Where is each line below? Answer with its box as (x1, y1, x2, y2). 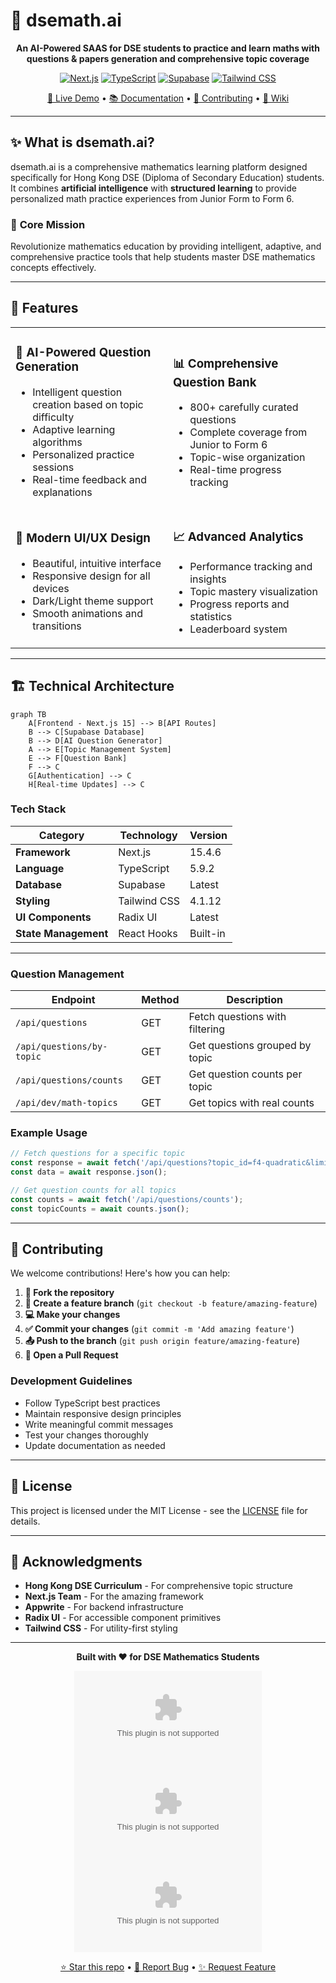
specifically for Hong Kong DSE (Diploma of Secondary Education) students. (10, 171, 325, 183)
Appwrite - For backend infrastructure (24, 1601, 184, 1613)
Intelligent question (32, 385, 123, 399)
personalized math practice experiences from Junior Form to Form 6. (10, 192, 295, 204)
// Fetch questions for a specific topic (10, 1149, 186, 1159)
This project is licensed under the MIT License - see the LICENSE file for (10, 1504, 308, 1516)
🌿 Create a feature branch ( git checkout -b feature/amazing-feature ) (24, 1297, 318, 1309)
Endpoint (51, 993, 96, 1007)
